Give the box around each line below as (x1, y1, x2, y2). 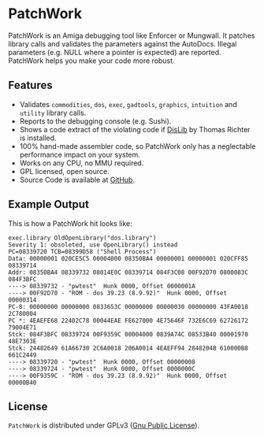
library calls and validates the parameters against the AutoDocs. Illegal (8, 39, 237, 48)
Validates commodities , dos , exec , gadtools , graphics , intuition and (19, 99, 238, 109)
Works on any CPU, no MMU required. (19, 158, 144, 168)
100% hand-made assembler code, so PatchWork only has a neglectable (19, 141, 256, 150)
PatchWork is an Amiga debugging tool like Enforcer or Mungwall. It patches (8, 31, 255, 40)
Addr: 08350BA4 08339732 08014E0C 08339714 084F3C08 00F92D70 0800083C (8, 268, 248, 276)
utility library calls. (19, 108, 87, 117)
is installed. (19, 133, 57, 143)
